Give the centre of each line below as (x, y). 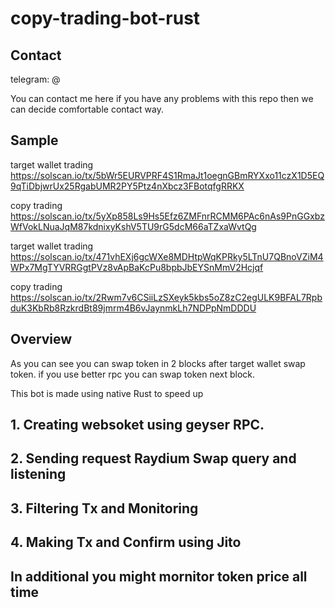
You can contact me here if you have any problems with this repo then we (162, 98)
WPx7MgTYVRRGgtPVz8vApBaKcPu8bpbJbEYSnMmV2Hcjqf (137, 267)
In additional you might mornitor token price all (159, 576)
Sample (34, 140)
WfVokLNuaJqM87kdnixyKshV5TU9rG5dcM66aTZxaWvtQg (133, 226)
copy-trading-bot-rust (105, 18)
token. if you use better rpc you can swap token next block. (133, 374)
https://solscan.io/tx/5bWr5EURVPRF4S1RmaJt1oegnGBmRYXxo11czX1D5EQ (167, 175)
